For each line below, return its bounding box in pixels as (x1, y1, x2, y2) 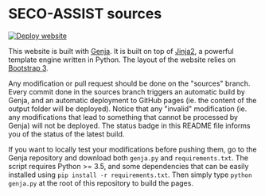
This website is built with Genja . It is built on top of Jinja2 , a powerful (8, 46, 234, 56)
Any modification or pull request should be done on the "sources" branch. (8, 79, 251, 88)
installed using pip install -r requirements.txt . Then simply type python (8, 170, 252, 179)
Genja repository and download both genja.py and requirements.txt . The (8, 152, 249, 163)
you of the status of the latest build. (8, 129, 125, 139)
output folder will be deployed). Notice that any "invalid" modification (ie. (8, 104, 247, 113)
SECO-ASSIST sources (8, 5, 162, 23)
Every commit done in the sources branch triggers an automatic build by (8, 86, 245, 96)
